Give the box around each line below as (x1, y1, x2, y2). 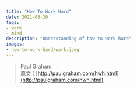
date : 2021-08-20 (6, 14, 48, 20)
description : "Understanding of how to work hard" (6, 36, 132, 42)
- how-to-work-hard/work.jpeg (6, 47, 80, 53)
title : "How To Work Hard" (6, 8, 72, 15)
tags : (6, 19, 19, 25)
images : (6, 42, 25, 47)
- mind (6, 30, 22, 36)
